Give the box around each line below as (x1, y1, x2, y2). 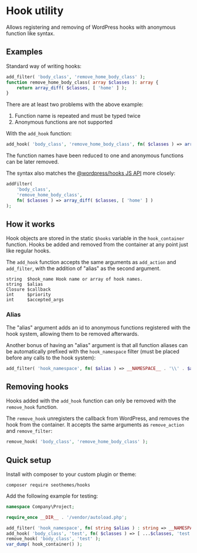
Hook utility (6, 4, 64, 18)
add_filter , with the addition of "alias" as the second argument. (6, 265, 161, 272)
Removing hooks (6, 381, 69, 392)
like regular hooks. (6, 247, 51, 254)
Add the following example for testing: (6, 492, 98, 499)
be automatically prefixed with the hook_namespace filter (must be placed (6, 348, 180, 355)
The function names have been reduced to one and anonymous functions (6, 152, 184, 159)
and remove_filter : (6, 428, 53, 435)
